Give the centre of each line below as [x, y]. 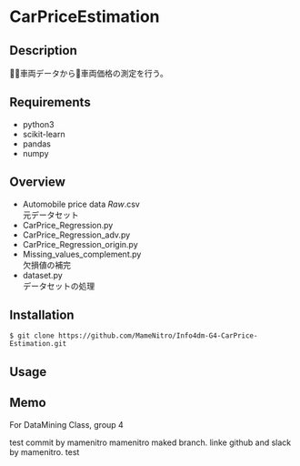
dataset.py [43, 275]
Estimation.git [38, 344]
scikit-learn [44, 134]
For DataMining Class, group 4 [67, 424]
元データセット [50, 215]
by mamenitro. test [45, 451]
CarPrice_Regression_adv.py [76, 235]
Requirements [50, 102]
